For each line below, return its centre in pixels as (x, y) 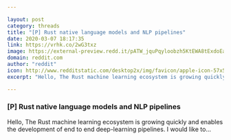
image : (16, 51)
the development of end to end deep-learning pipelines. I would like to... (109, 129)
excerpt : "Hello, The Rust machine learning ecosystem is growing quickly (117, 77)
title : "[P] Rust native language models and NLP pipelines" (97, 32)
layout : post (26, 19)
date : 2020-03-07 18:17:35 (46, 38)
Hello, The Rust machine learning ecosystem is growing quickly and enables (115, 121)
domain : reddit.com (35, 58)
